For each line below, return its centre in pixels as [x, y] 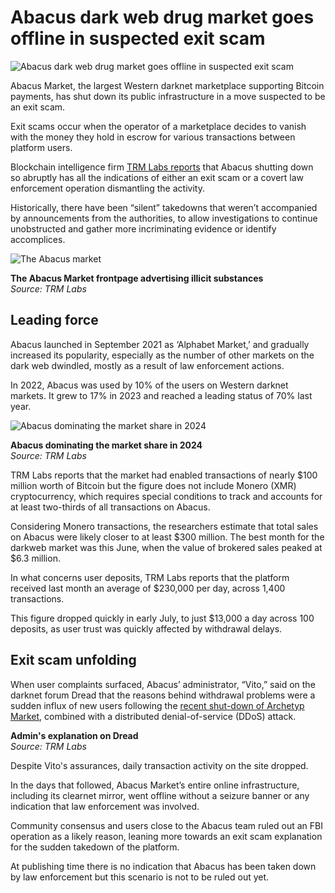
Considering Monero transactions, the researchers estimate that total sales [164, 526]
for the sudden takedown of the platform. [95, 847]
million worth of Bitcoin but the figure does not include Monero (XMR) [153, 485]
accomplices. [38, 239]
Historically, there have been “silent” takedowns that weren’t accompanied [164, 207]
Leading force [54, 320]
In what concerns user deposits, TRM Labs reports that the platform [150, 577]
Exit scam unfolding [73, 660]
